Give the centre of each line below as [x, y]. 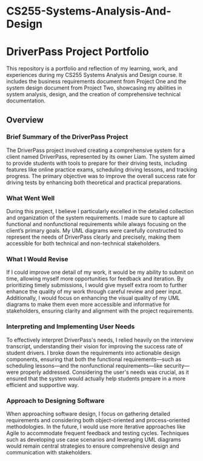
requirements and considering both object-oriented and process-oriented [98, 420]
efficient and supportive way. [43, 385]
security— [177, 365]
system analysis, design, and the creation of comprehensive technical [93, 95]
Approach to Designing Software [55, 400]
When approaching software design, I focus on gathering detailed [88, 414]
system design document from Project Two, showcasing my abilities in [94, 88]
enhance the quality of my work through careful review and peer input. [95, 291]
